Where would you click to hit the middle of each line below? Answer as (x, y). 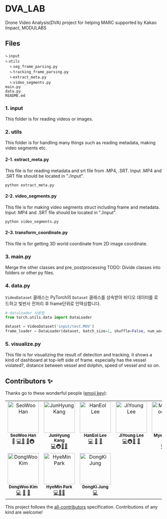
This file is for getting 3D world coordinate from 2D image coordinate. (76, 244)
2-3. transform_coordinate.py (37, 233)
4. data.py (18, 286)
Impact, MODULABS (26, 27)
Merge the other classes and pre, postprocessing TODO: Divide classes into (83, 267)
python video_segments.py (32, 222)
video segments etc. (26, 148)
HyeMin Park (59, 487)
